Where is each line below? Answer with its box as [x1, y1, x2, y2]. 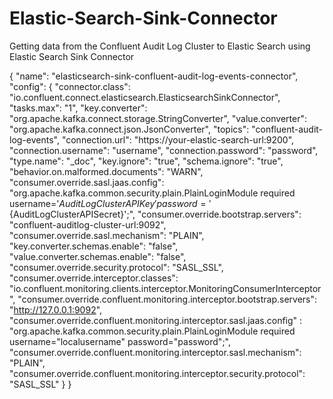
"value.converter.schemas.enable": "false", [9, 250, 187, 262]
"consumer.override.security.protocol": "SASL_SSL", [9, 261, 224, 273]
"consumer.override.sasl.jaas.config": [9, 176, 165, 188]
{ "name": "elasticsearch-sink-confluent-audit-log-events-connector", [9, 70, 299, 82]
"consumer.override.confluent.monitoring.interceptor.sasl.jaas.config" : [9, 314, 303, 326]
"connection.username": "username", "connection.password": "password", [9, 144, 319, 156]
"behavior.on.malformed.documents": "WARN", [9, 165, 204, 177]
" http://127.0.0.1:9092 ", [9, 303, 103, 316]
